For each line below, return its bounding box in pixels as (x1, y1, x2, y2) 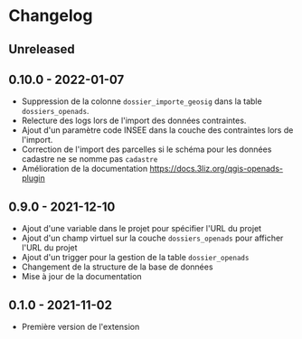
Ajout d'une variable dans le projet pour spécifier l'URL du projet (21, 223, 262, 234)
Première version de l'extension (21, 322, 140, 333)
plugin (21, 173, 46, 184)
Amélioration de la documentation (21, 164, 148, 174)
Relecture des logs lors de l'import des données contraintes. (21, 115, 247, 127)
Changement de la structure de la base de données (21, 261, 213, 272)
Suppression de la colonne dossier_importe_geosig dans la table (21, 96, 263, 107)
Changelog (8, 5, 93, 26)
